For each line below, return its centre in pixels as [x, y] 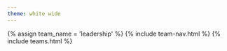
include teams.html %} [40, 41]
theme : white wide [34, 14]
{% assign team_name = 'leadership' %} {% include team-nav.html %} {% [114, 34]
